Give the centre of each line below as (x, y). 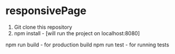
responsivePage (46, 11)
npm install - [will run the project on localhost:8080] (77, 33)
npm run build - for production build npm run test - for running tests (87, 45)
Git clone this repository (43, 27)
